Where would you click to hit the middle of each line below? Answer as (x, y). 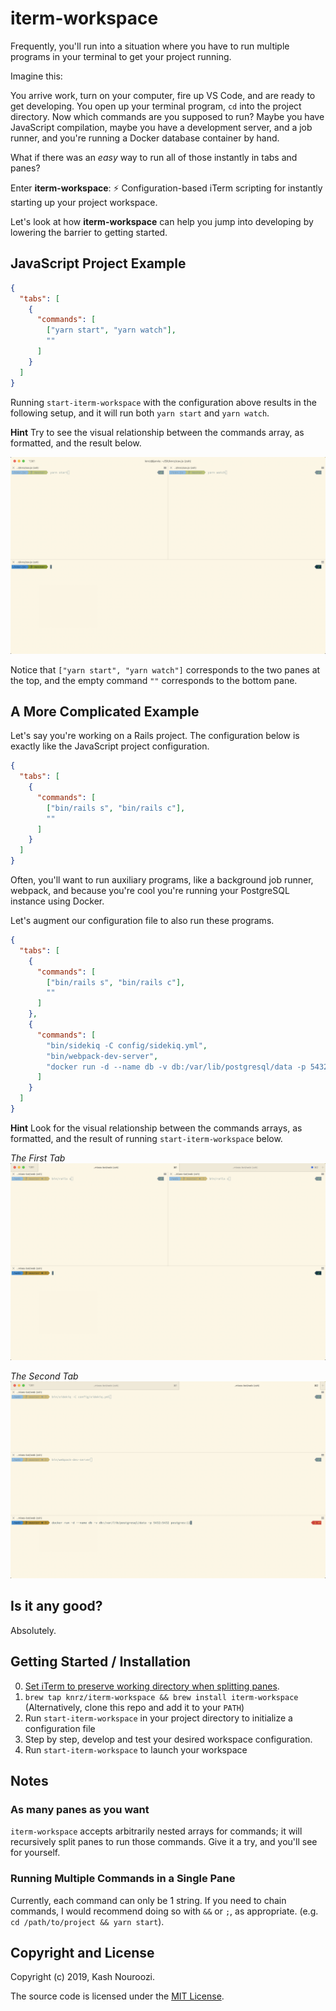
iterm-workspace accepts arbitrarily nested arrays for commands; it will (156, 1831)
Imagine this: (36, 76)
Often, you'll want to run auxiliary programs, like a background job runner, (162, 880)
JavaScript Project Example (98, 263)
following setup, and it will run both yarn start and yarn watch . (140, 413)
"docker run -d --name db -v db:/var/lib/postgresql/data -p (176, 1067)
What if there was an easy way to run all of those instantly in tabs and (154, 157)
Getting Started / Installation (101, 1662)
